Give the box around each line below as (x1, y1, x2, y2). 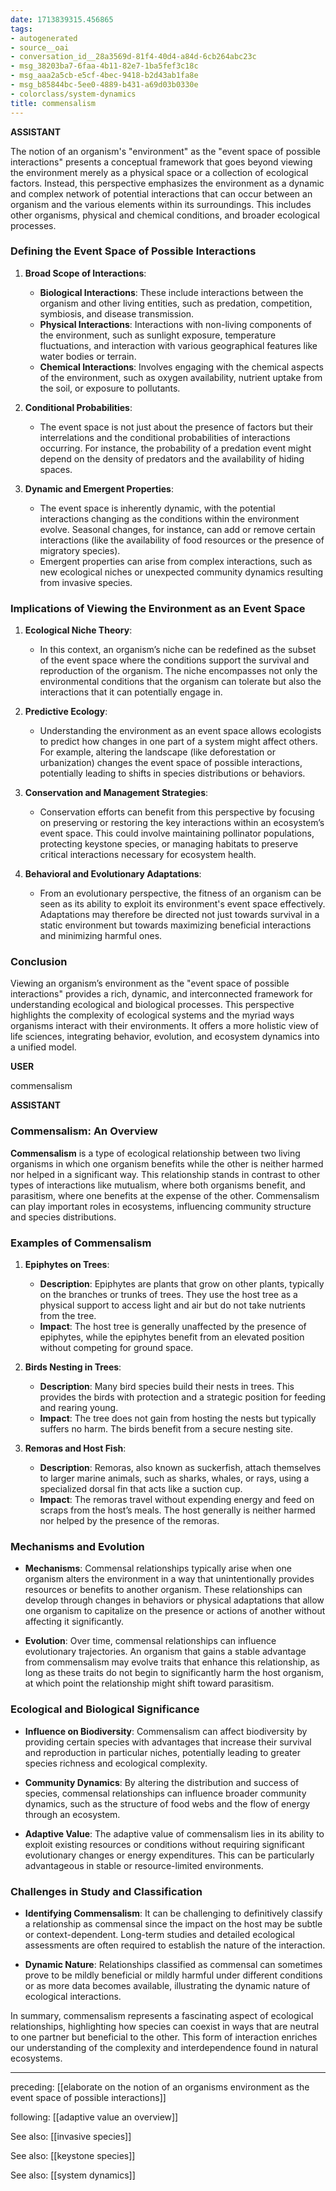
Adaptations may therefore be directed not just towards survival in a (39, 909, 320, 921)
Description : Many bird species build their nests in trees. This (39, 1380, 295, 1392)
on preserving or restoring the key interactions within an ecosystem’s (39, 817, 325, 829)
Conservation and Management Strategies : (24, 787, 209, 799)
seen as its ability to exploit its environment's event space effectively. (39, 898, 326, 910)
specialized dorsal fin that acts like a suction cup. (39, 1482, 243, 1495)
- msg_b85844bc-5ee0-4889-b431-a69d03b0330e (10, 80, 199, 90)
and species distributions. (10, 1211, 117, 1223)
